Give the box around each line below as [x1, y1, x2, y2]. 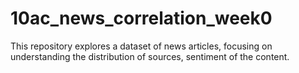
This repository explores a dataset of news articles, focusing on [10, 40, 273, 52]
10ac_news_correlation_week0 [10, 7, 273, 30]
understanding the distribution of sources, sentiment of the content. [10, 50, 290, 62]
